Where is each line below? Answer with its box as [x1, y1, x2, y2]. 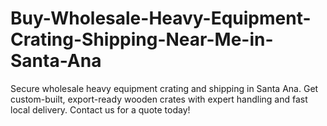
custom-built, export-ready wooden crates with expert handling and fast [10, 93, 308, 105]
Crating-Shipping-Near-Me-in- [10, 28, 274, 51]
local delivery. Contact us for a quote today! [10, 103, 191, 116]
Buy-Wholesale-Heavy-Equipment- [10, 7, 312, 30]
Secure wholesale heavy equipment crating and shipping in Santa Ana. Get [10, 82, 319, 94]
